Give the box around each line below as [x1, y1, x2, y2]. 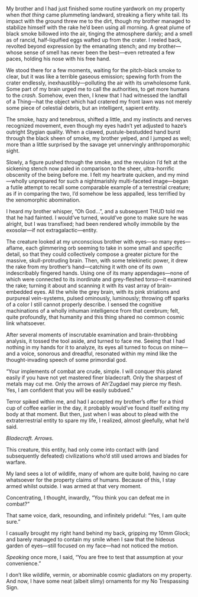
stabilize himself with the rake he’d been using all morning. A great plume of [6, 24, 191, 31]
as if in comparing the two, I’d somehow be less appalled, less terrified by [6, 190, 186, 197]
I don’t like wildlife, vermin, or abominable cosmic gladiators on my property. [6, 572, 192, 578]
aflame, [6, 245, 25, 251]
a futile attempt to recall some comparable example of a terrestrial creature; [6, 184, 191, 191]
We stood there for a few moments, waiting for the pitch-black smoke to [6, 67, 181, 73]
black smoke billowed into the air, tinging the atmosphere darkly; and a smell [6, 30, 193, 37]
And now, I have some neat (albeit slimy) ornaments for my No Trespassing [6, 577, 189, 585]
